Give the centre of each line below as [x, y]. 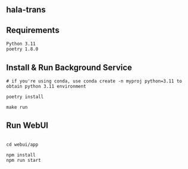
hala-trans [26, 10]
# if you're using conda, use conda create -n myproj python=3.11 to [94, 81]
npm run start [24, 160]
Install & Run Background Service [69, 67]
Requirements [33, 30]
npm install [21, 155]
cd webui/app [22, 145]
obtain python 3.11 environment [46, 87]
